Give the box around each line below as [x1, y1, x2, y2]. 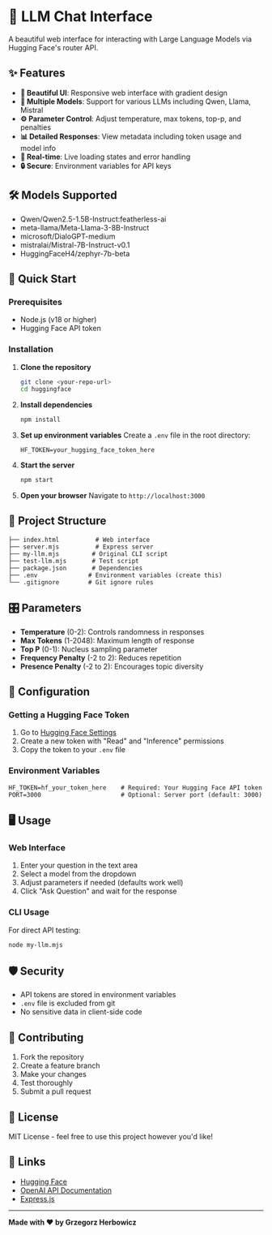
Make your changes [19, 1069, 87, 1079]
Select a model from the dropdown [19, 869, 137, 879]
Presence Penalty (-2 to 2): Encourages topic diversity [19, 661, 204, 671]
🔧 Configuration [8, 685, 91, 699]
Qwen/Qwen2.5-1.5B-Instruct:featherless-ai [19, 214, 167, 224]
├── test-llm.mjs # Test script [8, 557, 139, 565]
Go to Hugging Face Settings [19, 728, 117, 738]
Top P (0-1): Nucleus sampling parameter [19, 644, 158, 654]
